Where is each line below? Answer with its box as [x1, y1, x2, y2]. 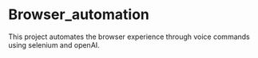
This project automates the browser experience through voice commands [8, 32, 250, 41]
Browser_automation [8, 6, 150, 24]
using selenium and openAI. [8, 40, 100, 49]
